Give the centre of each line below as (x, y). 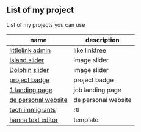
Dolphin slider (29, 70)
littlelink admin (30, 50)
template (86, 120)
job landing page (97, 90)
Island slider (27, 60)
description (103, 40)
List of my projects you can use (46, 24)
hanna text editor (34, 120)
